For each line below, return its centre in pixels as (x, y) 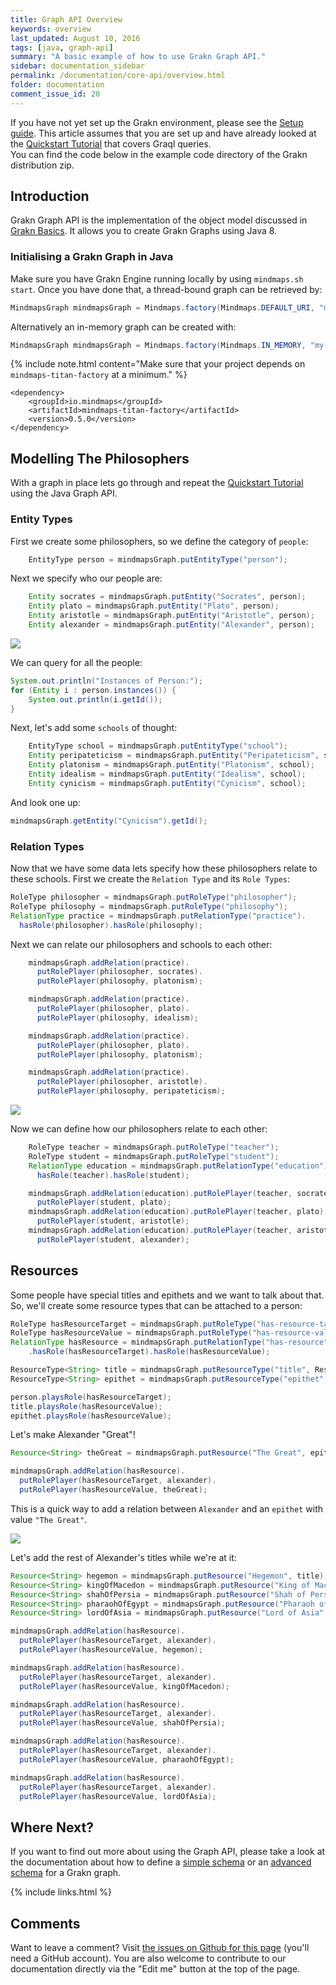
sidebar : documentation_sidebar (77, 66)
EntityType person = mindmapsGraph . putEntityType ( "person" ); (158, 559)
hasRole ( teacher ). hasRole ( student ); (113, 1175)
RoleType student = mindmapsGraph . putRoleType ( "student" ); (154, 1156)
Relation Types (47, 846)
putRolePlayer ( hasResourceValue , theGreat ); (113, 1490)
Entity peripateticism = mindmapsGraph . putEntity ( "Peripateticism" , (174, 756)
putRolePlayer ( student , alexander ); (113, 1239)
